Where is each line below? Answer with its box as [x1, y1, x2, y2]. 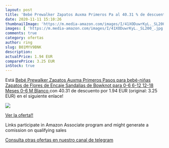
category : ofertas [5, 36, 44, 41]
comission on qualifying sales [5, 127, 67, 133]
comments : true [5, 31, 37, 36]
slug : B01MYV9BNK [5, 45, 42, 50]
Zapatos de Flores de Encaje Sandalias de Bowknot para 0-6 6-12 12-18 [5, 82, 154, 88]
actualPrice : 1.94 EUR [5, 54, 53, 59]
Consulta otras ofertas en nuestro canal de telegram [5, 137, 114, 143]
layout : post [5, 7, 33, 13]
